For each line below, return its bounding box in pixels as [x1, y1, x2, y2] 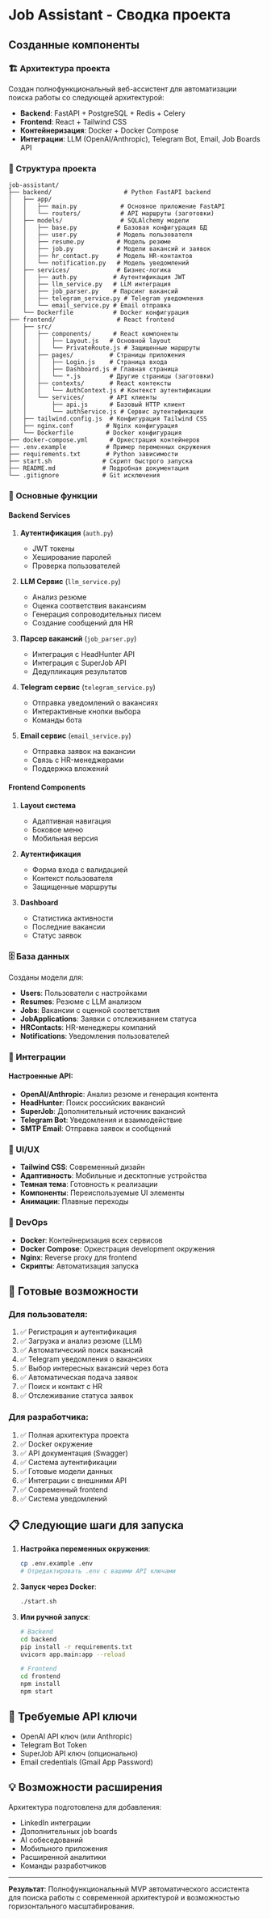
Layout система [19, 800, 77, 810]
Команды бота [31, 715, 82, 725]
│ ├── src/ [8, 323, 52, 331]
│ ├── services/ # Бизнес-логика [8, 266, 172, 274]
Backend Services [8, 510, 71, 519]
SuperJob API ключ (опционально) [19, 1748, 139, 1758]
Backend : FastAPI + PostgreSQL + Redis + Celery [19, 108, 186, 118]
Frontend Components [8, 782, 86, 792]
